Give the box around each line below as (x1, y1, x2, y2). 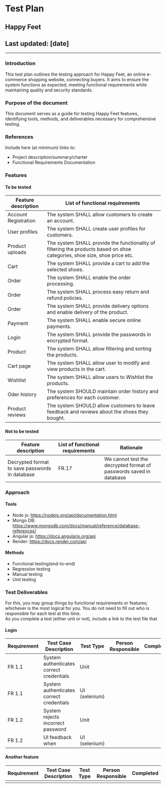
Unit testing (12, 576, 36, 582)
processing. (46, 280, 75, 287)
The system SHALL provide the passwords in (46, 331, 152, 338)
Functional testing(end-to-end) (12, 560, 76, 566)
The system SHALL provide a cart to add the (46, 260, 150, 267)
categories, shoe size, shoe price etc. (46, 252, 134, 259)
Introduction (5, 60, 36, 67)
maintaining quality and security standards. (5, 87, 93, 93)
